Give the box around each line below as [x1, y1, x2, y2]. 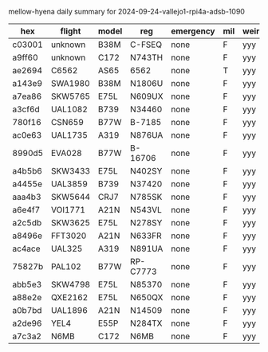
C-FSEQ [130, 39, 162, 50]
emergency [171, 25, 215, 37]
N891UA [130, 243, 164, 254]
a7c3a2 [12, 330, 42, 342]
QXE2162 [50, 292, 89, 303]
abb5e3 [12, 279, 42, 290]
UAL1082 [50, 104, 88, 115]
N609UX [130, 91, 164, 102]
